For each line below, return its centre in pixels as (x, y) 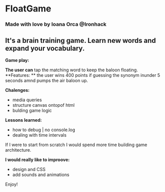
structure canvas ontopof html (43, 105)
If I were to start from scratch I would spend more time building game (76, 145)
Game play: (17, 60)
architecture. (18, 150)
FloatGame (28, 9)
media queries (27, 100)
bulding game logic (32, 110)
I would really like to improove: (37, 160)
